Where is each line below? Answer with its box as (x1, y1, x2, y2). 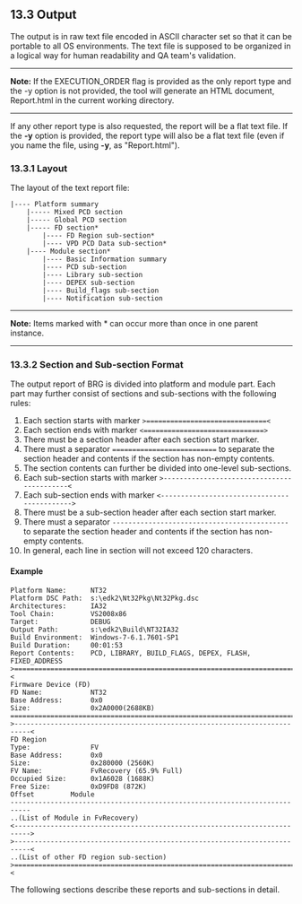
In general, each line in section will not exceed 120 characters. (22, 545, 254, 556)
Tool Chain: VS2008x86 (10, 609, 127, 618)
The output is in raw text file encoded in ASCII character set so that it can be (10, 30, 292, 41)
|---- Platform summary (10, 200, 99, 209)
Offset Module (10, 789, 95, 799)
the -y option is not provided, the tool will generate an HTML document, (10, 85, 275, 96)
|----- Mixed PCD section (26, 208, 124, 217)
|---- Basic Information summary (42, 255, 168, 264)
